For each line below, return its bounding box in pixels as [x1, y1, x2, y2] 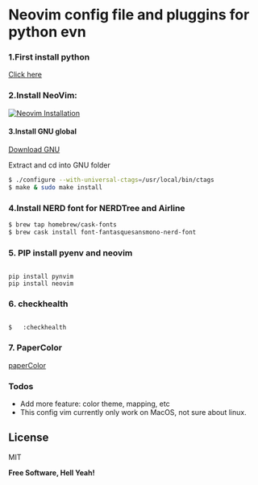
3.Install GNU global [8, 126, 77, 136]
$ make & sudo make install [8, 183, 103, 191]
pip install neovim [8, 280, 74, 288]
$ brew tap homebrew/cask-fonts [8, 221, 117, 229]
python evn [8, 23, 86, 41]
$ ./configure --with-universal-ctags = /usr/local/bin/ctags [8, 176, 215, 184]
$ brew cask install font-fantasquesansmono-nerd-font [8, 228, 197, 236]
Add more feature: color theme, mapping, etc [19, 399, 171, 408]
